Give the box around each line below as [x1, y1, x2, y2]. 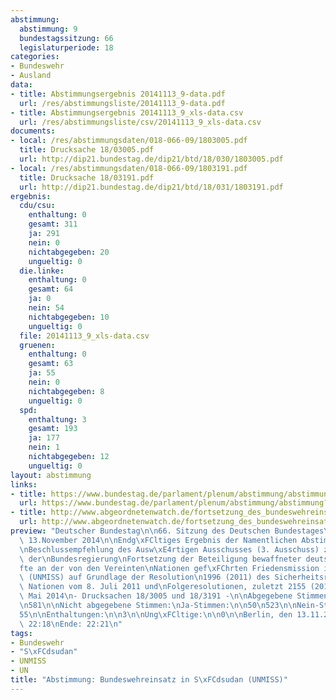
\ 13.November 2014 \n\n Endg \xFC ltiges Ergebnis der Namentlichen [19, 535, 298, 545]
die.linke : [19, 266, 65, 276]
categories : [10, 52, 60, 62]
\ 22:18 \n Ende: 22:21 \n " [19, 619, 123, 629]
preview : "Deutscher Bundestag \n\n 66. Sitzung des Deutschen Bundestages [10, 526, 325, 536]
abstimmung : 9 [19, 24, 78, 34]
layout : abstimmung [10, 470, 92, 480]
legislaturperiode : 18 [19, 42, 114, 53]
